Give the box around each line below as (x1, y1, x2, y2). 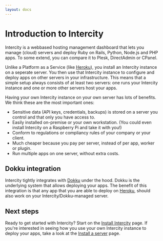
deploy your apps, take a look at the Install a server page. (5, 230, 121, 237)
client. (12, 135, 25, 141)
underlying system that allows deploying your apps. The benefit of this (5, 182, 147, 188)
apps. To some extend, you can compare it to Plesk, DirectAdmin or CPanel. (5, 55, 158, 60)
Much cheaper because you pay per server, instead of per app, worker (12, 140, 155, 146)
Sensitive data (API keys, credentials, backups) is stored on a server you (12, 109, 158, 115)
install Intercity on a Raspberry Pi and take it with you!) (12, 124, 122, 130)
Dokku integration (5, 164, 61, 173)
